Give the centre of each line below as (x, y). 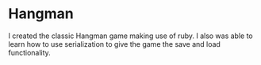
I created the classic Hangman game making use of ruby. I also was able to (131, 36)
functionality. (30, 52)
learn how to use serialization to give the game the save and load (114, 44)
